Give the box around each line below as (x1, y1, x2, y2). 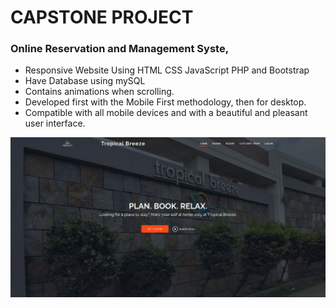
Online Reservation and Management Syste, (10, 42, 230, 56)
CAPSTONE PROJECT (10, 6, 194, 29)
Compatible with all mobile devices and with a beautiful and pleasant (24, 107, 308, 119)
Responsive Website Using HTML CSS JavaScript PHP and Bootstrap (24, 64, 310, 76)
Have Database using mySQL (24, 75, 146, 87)
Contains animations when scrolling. (24, 86, 175, 98)
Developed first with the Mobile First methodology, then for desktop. (24, 96, 307, 108)
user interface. (24, 117, 86, 130)
